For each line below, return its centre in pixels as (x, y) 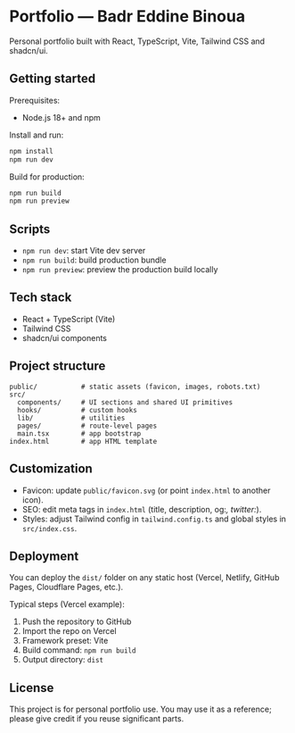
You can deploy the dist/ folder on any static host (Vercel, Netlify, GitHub (144, 578)
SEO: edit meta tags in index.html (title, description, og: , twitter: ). (142, 509)
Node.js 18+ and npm (61, 117)
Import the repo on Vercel (70, 631)
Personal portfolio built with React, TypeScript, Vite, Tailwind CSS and (137, 41)
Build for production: (47, 177)
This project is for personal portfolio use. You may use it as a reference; (140, 709)
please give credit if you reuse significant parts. (97, 719)
